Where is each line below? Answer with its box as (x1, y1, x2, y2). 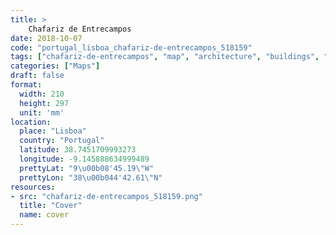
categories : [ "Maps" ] (10, 61, 101, 71)
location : (10, 117, 52, 127)
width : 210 (19, 89, 65, 99)
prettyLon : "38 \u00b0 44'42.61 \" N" (19, 172, 163, 183)
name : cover (19, 210, 70, 220)
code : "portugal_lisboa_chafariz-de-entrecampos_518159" (10, 42, 253, 53)
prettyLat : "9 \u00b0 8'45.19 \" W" (19, 163, 155, 173)
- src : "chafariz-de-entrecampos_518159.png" (10, 191, 203, 201)
